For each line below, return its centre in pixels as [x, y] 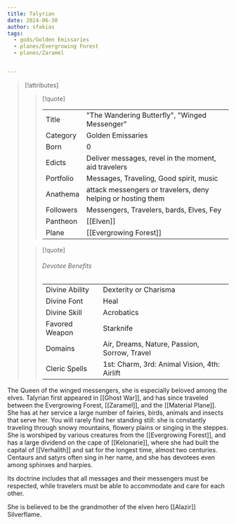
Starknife [118, 328]
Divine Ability [67, 290]
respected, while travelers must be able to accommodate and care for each [116, 486]
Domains [60, 349]
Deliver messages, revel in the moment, [151, 158]
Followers [61, 210]
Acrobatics [121, 313]
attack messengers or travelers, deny [148, 189]
